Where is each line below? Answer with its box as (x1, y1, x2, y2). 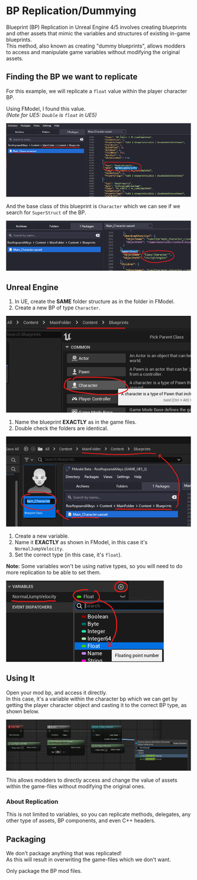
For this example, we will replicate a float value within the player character (6, 87, 188, 95)
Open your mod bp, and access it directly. (6, 689, 107, 696)
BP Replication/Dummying (6, 4, 137, 18)
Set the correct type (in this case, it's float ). (14, 551, 122, 558)
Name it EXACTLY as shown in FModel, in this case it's (14, 539, 148, 546)
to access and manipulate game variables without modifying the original (6, 48, 180, 55)
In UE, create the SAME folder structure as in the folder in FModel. (14, 298, 175, 305)
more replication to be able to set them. (6, 569, 101, 576)
